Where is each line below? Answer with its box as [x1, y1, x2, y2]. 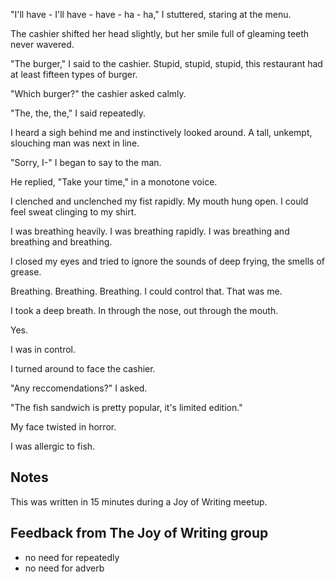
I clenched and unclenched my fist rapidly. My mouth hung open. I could [10, 195, 309, 207]
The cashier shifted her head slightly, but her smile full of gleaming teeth [10, 28, 310, 39]
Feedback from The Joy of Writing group [10, 525, 269, 542]
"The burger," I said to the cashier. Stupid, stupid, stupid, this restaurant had [10, 58, 323, 69]
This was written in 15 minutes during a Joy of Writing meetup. [10, 495, 268, 508]
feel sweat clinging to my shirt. [10, 206, 137, 218]
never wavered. [10, 39, 75, 50]
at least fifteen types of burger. [10, 69, 138, 80]
